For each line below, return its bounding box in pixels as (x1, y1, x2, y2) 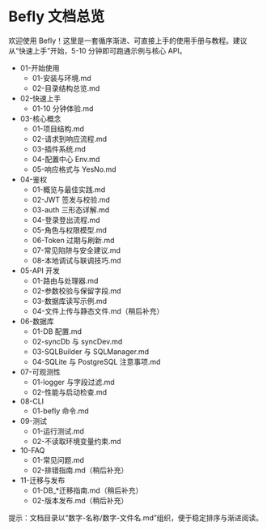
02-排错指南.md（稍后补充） (32, 465, 129, 475)
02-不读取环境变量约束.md (32, 436, 121, 446)
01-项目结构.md (32, 123, 85, 134)
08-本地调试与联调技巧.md (32, 255, 121, 265)
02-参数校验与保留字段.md (32, 285, 121, 296)
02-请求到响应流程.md (32, 134, 108, 143)
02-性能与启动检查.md (32, 387, 108, 397)
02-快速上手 (19, 93, 61, 103)
